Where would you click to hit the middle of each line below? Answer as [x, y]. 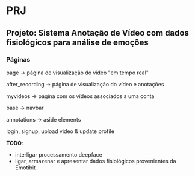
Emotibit [25, 168]
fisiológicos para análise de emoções [77, 42]
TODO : [15, 143]
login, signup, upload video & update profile [60, 131]
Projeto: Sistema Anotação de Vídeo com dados [98, 33]
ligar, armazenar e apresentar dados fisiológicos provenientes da [95, 161]
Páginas [18, 59]
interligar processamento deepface [58, 154]
